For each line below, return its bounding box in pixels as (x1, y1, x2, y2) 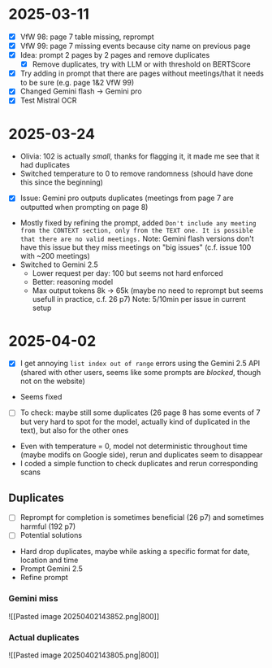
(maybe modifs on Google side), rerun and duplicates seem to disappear (19, 450, 263, 460)
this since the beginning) (19, 177, 104, 187)
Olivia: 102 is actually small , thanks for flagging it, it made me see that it (19, 151, 260, 161)
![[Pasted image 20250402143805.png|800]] (8, 650, 160, 660)
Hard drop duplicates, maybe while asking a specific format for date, (19, 547, 250, 557)
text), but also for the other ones (19, 426, 129, 435)
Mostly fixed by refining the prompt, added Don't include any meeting (19, 218, 257, 228)
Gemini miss (8, 593, 58, 605)
